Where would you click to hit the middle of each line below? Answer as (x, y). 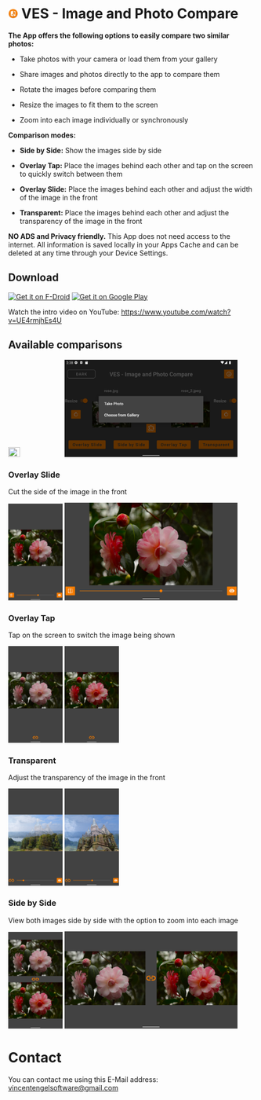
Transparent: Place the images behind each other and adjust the (124, 212)
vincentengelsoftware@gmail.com (63, 1088)
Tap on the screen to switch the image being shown (92, 635)
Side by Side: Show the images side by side (91, 150)
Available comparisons (65, 345)
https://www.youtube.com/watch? (176, 312)
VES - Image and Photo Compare (130, 14)
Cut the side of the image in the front (68, 492)
